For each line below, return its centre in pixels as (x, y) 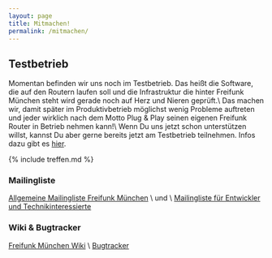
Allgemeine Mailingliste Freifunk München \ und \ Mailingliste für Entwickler (135, 198)
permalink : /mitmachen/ (49, 31)
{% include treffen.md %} (51, 160)
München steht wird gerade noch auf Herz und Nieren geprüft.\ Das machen (136, 101)
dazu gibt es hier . (37, 144)
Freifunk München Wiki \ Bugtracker (69, 245)
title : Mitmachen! (39, 24)
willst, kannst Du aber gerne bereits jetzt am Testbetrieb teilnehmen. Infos (132, 135)
